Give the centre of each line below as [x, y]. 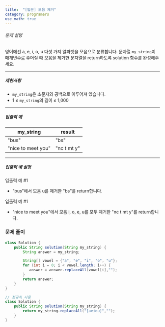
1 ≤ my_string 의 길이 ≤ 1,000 [40, 100]
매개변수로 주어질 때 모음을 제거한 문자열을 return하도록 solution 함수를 [74, 58]
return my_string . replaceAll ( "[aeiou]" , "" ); [69, 311]
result [68, 132]
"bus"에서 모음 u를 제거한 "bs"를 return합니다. [57, 191]
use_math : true [21, 19]
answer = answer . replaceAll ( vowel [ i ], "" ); [73, 270]
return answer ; [38, 279]
